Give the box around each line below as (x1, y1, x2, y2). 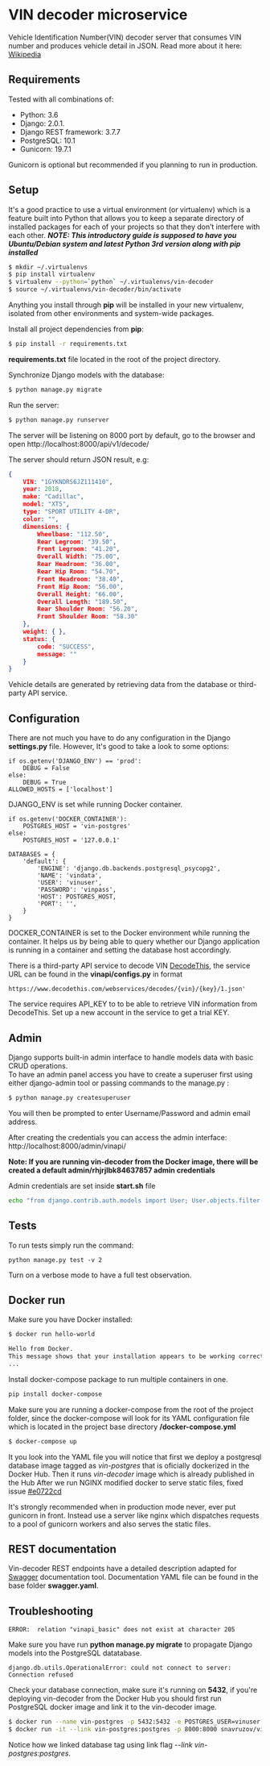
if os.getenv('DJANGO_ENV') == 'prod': (8, 757, 142, 765)
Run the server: (8, 400, 59, 410)
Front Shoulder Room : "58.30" (37, 613, 138, 621)
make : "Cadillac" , (22, 493, 84, 501)
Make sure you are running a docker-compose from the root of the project (8, 1405, 254, 1414)
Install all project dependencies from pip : (8, 324, 145, 334)
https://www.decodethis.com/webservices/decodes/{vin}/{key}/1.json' (8, 985, 247, 993)
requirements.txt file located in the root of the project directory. (8, 354, 221, 364)
